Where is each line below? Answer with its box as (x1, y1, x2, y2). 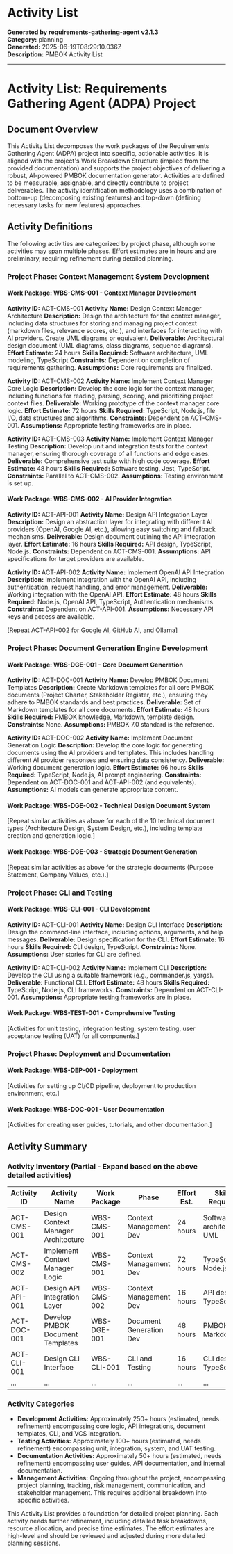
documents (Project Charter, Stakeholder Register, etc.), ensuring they (7, 690, 208, 699)
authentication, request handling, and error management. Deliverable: (7, 583, 208, 592)
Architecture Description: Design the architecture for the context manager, (7, 311, 221, 320)
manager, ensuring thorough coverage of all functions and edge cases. (7, 449, 210, 458)
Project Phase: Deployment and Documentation (7, 1049, 171, 1058)
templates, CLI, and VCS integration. (17, 1430, 121, 1438)
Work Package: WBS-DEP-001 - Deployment (7, 1066, 138, 1075)
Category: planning (7, 35, 64, 43)
